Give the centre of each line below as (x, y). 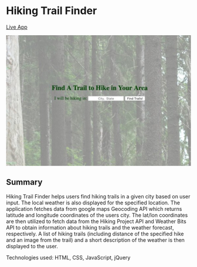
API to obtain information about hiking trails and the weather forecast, (90, 227)
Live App (17, 27)
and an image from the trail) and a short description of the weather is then (95, 240)
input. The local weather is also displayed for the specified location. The (93, 203)
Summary (24, 182)
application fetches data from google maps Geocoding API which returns (94, 208)
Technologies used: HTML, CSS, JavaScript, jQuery (68, 257)
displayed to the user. (32, 246)
